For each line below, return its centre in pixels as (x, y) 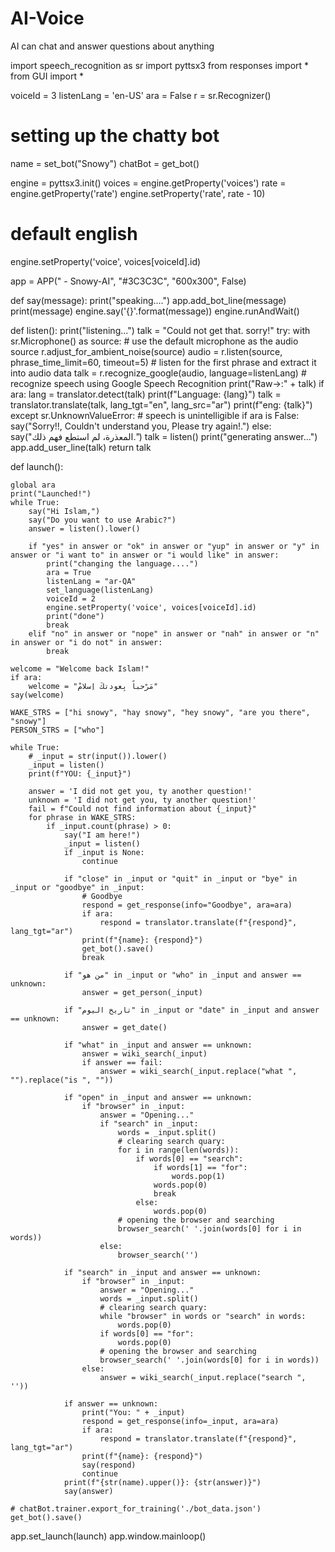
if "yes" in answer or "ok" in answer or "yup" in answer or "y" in (174, 546)
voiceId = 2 (71, 598)
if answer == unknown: (111, 1403)
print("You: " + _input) (133, 1412)
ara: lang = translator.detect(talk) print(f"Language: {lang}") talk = (146, 394)
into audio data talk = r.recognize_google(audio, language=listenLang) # (158, 373)
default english (74, 234)
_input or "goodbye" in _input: (77, 887)
